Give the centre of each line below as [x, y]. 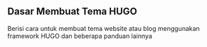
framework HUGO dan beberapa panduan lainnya [80, 36]
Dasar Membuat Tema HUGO [72, 12]
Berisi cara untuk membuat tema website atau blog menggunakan [104, 28]
